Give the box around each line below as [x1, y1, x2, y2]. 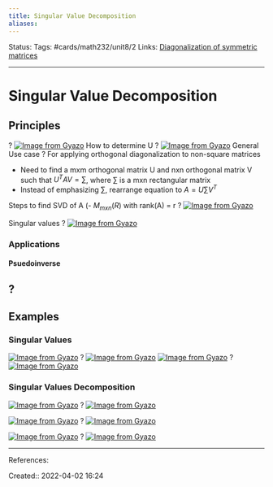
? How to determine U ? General [8, 140, 259, 150]
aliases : [8, 20, 38, 28]
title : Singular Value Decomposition [8, 11, 136, 20]
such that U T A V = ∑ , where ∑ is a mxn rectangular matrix [19, 173, 211, 185]
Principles [8, 119, 61, 133]
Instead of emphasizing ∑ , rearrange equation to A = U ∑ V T [19, 184, 218, 194]
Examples [8, 310, 59, 324]
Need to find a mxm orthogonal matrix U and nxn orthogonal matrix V [19, 164, 253, 175]
